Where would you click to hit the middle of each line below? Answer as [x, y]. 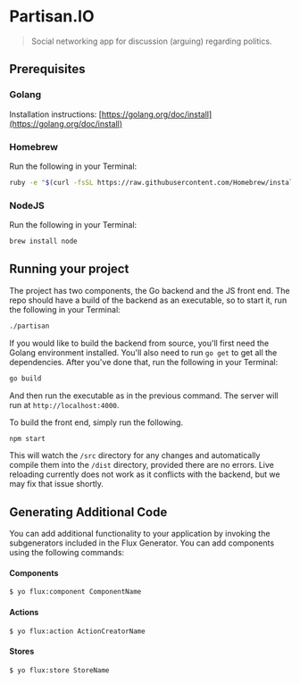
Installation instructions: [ [56, 114]
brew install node [43, 242]
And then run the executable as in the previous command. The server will [144, 396]
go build [25, 378]
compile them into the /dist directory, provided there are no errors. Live [142, 465]
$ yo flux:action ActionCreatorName [77, 631]
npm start [28, 438]
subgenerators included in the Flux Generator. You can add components [142, 543]
